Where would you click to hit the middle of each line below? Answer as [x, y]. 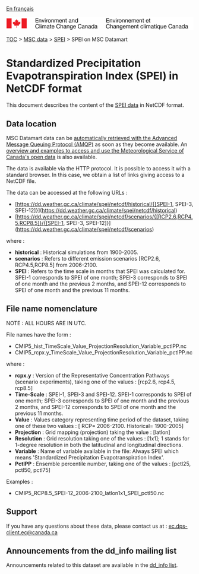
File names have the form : [39, 334]
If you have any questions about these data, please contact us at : [87, 526]
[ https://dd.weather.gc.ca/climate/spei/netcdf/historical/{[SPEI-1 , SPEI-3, [104, 204]
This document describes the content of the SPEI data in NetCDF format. [95, 105]
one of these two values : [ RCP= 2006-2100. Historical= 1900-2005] [99, 426]
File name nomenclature [52, 309]
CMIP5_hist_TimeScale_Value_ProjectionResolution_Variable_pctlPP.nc [101, 346]
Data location [31, 124]
